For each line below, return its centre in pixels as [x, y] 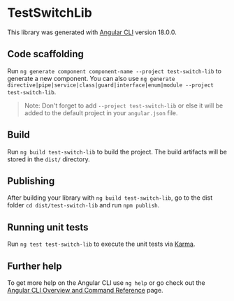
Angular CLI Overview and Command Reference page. [85, 290]
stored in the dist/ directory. [49, 159]
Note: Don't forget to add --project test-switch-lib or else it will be [124, 105]
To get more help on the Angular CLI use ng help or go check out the [106, 283]
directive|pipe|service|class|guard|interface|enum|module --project [111, 85]
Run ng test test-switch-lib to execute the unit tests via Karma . [101, 244]
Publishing [31, 181]
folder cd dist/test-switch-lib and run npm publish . [83, 205]
